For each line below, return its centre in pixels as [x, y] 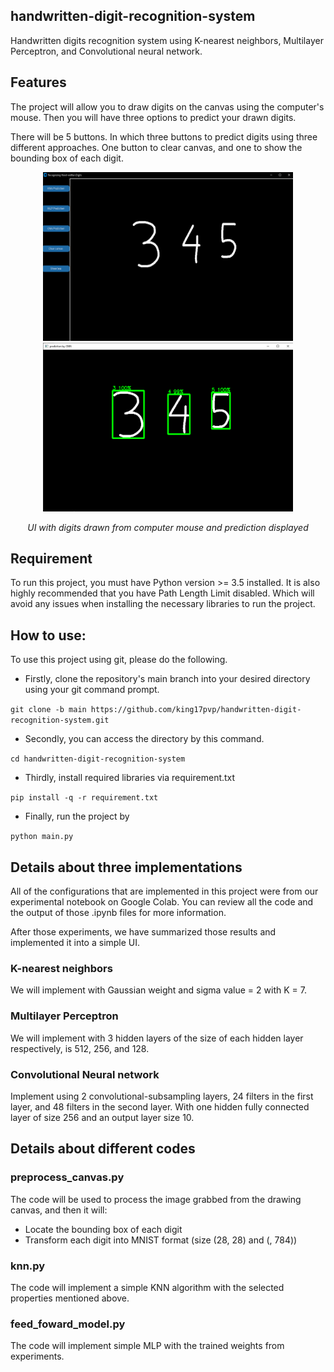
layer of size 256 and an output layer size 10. [102, 1117]
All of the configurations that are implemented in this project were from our [164, 891]
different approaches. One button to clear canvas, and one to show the [156, 147]
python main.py [42, 837]
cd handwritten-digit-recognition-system [98, 759]
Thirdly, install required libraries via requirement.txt [130, 778]
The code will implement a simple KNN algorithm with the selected [147, 1287]
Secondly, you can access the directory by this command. [144, 739]
